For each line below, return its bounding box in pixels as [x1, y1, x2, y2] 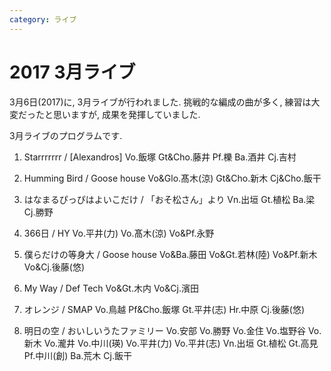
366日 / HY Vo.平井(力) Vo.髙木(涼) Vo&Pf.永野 [23, 227, 215, 239]
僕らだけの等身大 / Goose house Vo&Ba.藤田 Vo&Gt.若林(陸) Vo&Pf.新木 [23, 248, 318, 260]
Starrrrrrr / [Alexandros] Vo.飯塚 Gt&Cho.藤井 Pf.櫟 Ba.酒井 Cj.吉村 [23, 151, 297, 163]
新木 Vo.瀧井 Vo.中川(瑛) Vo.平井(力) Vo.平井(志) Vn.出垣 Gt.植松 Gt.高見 [23, 337, 319, 349]
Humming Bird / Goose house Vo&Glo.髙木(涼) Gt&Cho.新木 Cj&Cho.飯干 [23, 172, 322, 184]
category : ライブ [9, 14, 77, 25]
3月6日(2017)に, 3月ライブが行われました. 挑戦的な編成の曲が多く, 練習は [9, 96, 312, 108]
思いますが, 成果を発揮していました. [52, 108, 201, 120]
